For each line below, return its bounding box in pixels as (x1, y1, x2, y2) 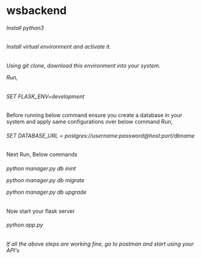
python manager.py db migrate (6, 177, 85, 184)
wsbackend (6, 4, 67, 18)
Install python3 (6, 24, 44, 31)
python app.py (6, 221, 43, 229)
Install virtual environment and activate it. (6, 43, 111, 51)
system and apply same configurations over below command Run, (6, 118, 173, 126)
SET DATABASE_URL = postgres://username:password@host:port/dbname (6, 132, 195, 139)
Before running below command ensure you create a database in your (6, 112, 183, 119)
